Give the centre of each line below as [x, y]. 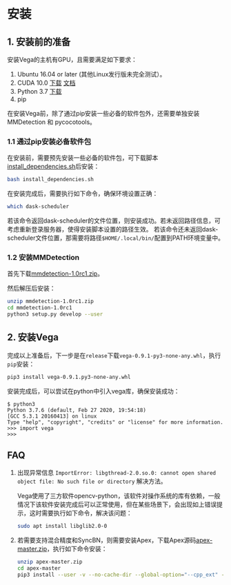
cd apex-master [39, 568]
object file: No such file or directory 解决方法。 [92, 481]
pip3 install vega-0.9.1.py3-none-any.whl [69, 377]
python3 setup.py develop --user [55, 314]
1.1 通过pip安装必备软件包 [49, 141]
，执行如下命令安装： [78, 549]
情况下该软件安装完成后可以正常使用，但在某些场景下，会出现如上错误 [117, 504]
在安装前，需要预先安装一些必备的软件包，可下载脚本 [83, 158]
